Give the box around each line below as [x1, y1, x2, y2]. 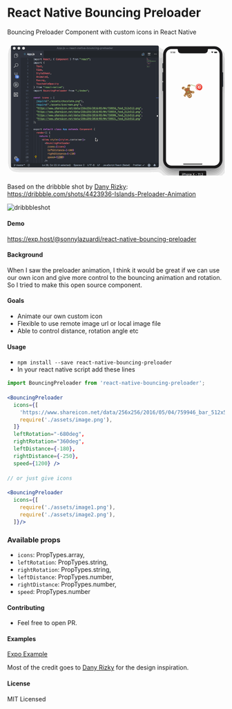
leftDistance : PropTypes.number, [17, 572, 114, 581]
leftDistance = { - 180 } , [13, 446, 76, 453]
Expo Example [7, 650, 48, 658]
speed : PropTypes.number [17, 587, 91, 595]
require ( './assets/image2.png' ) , [19, 511, 116, 518]
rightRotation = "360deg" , [13, 438, 85, 445]
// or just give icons [7, 475, 72, 482]
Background [7, 251, 43, 259]
